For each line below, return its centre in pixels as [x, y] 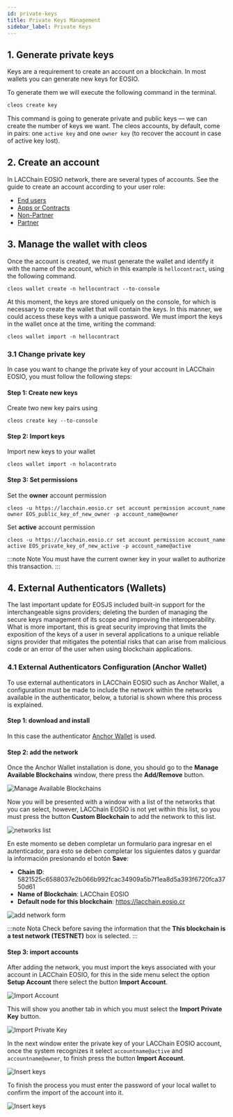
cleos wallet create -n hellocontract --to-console [83, 289]
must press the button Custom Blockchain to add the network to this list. [112, 817]
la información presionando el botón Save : [68, 859]
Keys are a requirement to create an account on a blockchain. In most [107, 72]
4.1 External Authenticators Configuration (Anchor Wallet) [107, 667]
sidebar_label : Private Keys [49, 26]
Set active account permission [51, 527]
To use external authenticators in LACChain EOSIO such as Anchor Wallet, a [116, 682]
